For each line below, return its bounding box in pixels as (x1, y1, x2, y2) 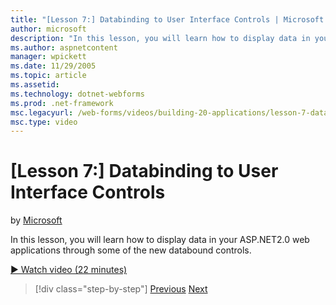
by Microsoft (10, 214, 63, 226)
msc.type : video (10, 117, 78, 127)
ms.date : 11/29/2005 (10, 61, 97, 71)
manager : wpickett (10, 52, 87, 62)
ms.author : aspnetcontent (10, 42, 118, 53)
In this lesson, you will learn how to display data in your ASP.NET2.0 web (10, 234, 310, 246)
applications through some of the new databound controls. (10, 244, 252, 256)
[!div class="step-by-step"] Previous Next (34, 283, 208, 295)
